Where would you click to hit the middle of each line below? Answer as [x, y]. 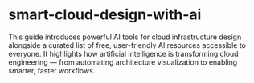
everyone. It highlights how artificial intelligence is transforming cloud [123, 53]
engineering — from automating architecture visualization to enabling [123, 62]
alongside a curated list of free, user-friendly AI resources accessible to [127, 45]
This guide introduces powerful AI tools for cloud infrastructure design [125, 37]
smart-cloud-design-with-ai [105, 15]
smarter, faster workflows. [52, 70]
